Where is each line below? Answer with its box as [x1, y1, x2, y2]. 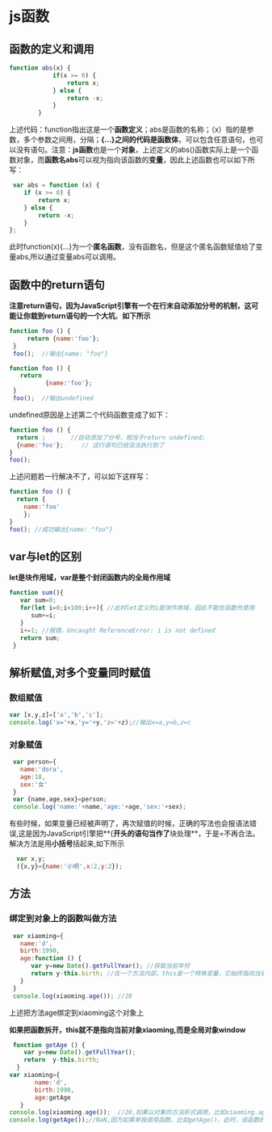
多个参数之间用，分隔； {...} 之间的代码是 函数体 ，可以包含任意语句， [23, 135, 249, 145]
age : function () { [19, 954, 82, 962]
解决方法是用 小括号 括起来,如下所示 [9, 839, 125, 848]
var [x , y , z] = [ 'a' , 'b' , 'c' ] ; [9, 711, 104, 719]
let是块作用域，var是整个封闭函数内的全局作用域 [9, 573, 171, 583]
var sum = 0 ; [19, 596, 57, 604]
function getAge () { [12, 1041, 86, 1049]
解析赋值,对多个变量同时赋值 [9, 666, 152, 680]
